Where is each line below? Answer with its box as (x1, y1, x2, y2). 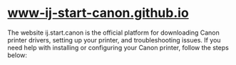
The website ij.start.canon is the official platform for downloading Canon (7, 28, 220, 37)
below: (7, 51, 27, 59)
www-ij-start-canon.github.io (7, 5, 189, 21)
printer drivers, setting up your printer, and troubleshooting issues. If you (7, 35, 221, 44)
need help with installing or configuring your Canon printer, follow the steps (7, 43, 230, 52)
